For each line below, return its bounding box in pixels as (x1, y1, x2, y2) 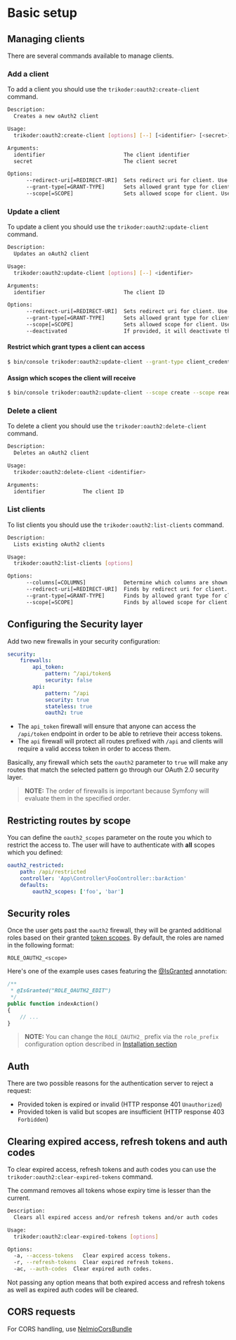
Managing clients (7, 33, 85, 45)
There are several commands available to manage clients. (7, 51, 174, 60)
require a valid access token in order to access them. (17, 744, 171, 753)
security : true (44, 696, 90, 703)
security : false (44, 677, 93, 684)
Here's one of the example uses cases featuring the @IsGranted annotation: (7, 967, 227, 976)
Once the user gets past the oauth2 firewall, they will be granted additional (7, 926, 222, 935)
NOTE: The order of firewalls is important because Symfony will (24, 786, 209, 796)
